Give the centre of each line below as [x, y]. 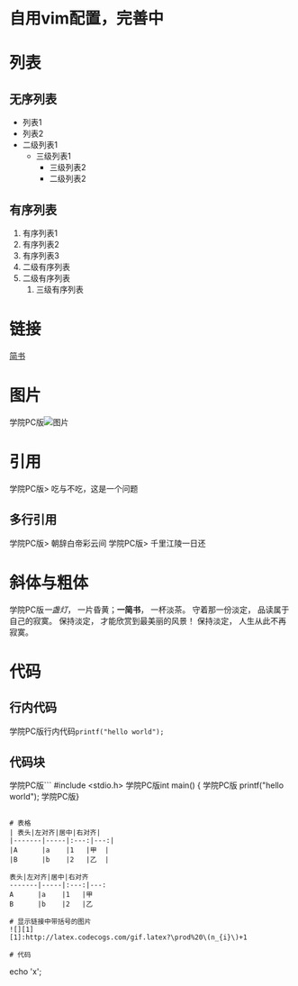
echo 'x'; [26, 972]
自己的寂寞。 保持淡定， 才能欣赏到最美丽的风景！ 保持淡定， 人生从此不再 [148, 620]
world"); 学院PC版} [44, 797]
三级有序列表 [59, 289]
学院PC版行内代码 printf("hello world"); [87, 731]
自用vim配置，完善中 [86, 18]
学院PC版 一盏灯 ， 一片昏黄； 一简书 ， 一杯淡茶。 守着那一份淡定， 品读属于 [149, 610]
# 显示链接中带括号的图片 [50, 922]
